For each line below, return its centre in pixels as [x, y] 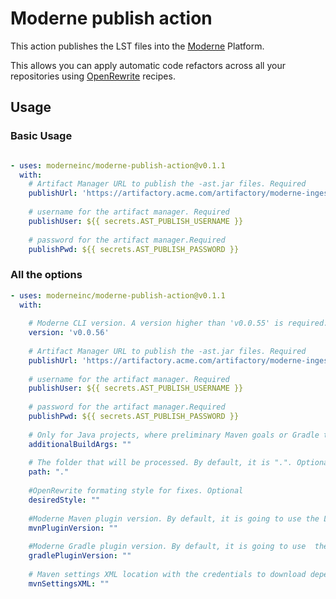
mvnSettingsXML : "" [69, 583]
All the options [46, 275]
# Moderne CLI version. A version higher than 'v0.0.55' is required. [178, 323]
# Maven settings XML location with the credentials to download [167, 574]
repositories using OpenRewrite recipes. [93, 76]
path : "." [49, 472]
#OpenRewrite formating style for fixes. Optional [136, 491]
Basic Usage [41, 136]
